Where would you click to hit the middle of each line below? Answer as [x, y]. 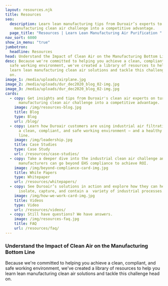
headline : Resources [31, 51]
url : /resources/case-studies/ [47, 154]
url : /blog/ [26, 121]
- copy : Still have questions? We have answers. [61, 214]
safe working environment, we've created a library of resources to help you [83, 268]
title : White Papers [35, 172]
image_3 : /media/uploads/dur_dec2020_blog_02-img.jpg [62, 89]
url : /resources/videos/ [40, 210]
